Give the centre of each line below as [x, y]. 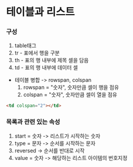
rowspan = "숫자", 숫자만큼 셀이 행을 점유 [71, 87]
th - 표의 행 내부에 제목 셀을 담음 [52, 60]
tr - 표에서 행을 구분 [37, 53]
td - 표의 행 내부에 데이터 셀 [46, 67]
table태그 [25, 46]
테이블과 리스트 [40, 12]
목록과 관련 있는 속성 [33, 122]
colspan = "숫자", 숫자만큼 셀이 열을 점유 [70, 95]
